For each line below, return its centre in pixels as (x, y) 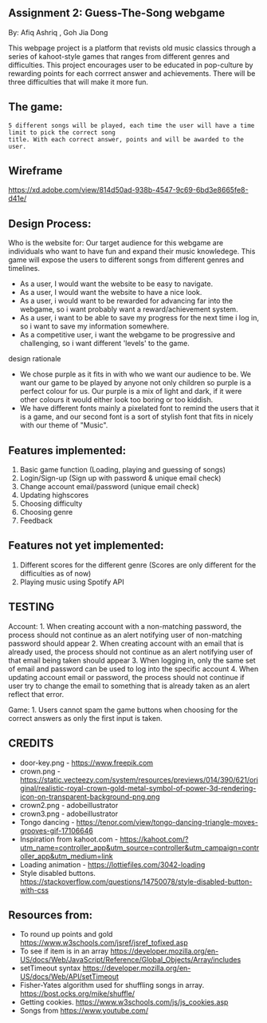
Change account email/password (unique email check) (110, 487)
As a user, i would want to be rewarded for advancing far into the (126, 301)
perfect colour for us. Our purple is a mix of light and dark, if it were (131, 392)
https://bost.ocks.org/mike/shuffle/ (77, 993)
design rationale (35, 359)
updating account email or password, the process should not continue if (126, 677)
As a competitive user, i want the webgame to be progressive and (127, 335)
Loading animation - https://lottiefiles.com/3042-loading (112, 864)
